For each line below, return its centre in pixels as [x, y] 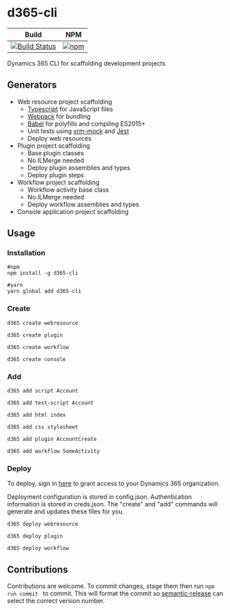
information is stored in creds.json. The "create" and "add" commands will [113, 504]
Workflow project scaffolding [58, 182]
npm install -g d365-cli [43, 273]
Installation [27, 253]
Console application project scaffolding [73, 211]
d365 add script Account [43, 391]
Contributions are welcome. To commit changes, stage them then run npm [111, 586]
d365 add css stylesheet [43, 427]
